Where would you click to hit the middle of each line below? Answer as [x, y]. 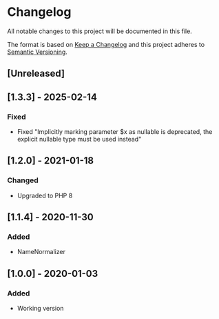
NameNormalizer [41, 252]
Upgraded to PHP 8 [45, 195]
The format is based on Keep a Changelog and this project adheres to [106, 44]
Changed [23, 180]
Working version [40, 309]
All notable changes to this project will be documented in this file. [100, 31]
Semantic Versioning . [37, 52]
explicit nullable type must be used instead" [79, 139]
